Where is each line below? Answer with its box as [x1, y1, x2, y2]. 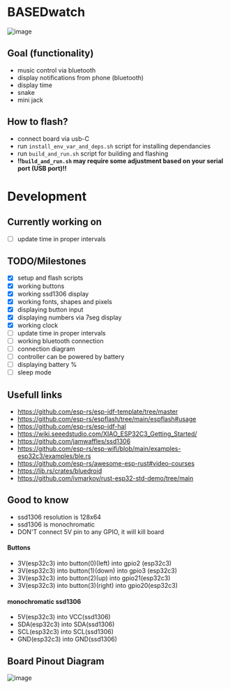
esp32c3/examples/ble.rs [17, 452, 91, 460]
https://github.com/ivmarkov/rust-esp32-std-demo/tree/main [17, 474, 194, 483]
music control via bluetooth [17, 66, 96, 74]
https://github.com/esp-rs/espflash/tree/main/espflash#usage [17, 415, 197, 423]
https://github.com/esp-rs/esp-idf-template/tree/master [17, 407, 178, 416]
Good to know [7, 494, 69, 506]
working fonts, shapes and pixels [17, 297, 113, 305]
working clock [17, 321, 59, 329]
